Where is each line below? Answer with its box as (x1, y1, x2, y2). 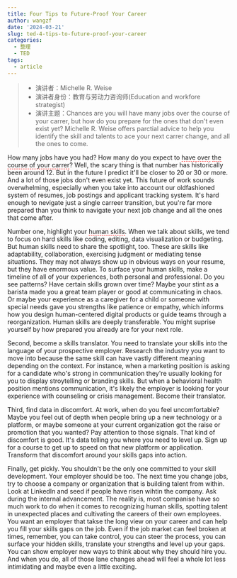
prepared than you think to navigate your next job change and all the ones (7, 206, 223, 214)
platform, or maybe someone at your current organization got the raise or (7, 420, 221, 429)
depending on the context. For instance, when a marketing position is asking (7, 361, 230, 369)
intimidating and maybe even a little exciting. (7, 562, 137, 571)
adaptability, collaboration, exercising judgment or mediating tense (7, 250, 202, 258)
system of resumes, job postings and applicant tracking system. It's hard (7, 191, 219, 199)
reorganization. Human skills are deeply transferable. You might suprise (7, 317, 216, 326)
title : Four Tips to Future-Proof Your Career (7, 10, 147, 18)
